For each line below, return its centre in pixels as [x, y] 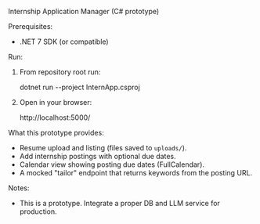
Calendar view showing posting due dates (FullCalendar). [112, 164]
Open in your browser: [56, 102]
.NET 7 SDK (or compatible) [64, 42]
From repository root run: [60, 72]
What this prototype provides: [56, 133]
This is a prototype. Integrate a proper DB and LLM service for [120, 203]
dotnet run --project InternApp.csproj [80, 87]
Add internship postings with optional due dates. [97, 156]
